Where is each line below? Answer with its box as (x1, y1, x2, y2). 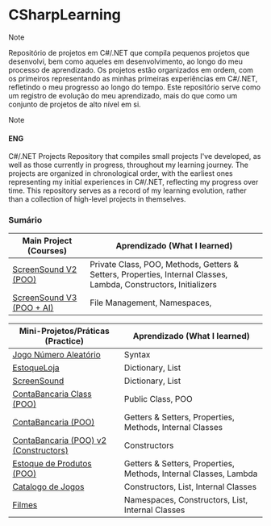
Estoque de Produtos (12, 458, 92, 470)
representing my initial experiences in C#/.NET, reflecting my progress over (8, 177, 259, 187)
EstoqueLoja (12, 362, 60, 374)
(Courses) (27, 245, 67, 257)
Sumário (8, 215, 43, 226)
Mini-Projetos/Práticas (19, 325, 110, 336)
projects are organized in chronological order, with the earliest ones (8, 169, 233, 178)
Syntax (123, 349, 151, 361)
